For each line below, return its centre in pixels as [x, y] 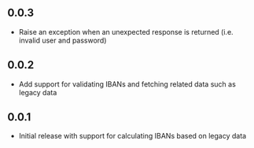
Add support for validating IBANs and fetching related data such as [127, 84]
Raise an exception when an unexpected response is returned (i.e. [126, 31]
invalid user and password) [63, 40]
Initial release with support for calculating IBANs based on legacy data [133, 136]
